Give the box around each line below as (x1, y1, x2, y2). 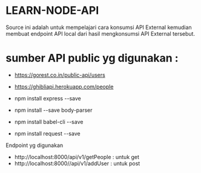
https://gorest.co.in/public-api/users (14, 71, 105, 79)
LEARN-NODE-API (5, 4, 99, 18)
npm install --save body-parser (14, 106, 93, 114)
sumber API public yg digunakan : (5, 51, 179, 65)
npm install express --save (14, 94, 81, 102)
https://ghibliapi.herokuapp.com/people (14, 83, 114, 90)
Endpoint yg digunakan (5, 142, 64, 149)
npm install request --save (14, 129, 81, 137)
